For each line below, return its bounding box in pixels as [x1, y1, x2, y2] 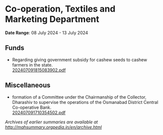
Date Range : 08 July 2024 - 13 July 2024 [5, 30, 89, 35]
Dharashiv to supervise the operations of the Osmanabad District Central [12, 99, 159, 105]
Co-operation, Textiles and [5, 3, 116, 15]
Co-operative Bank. [12, 104, 52, 110]
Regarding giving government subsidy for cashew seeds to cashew [12, 57, 147, 63]
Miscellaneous [5, 81, 51, 89]
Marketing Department [5, 14, 100, 25]
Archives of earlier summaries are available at [5, 119, 98, 125]
